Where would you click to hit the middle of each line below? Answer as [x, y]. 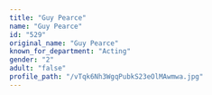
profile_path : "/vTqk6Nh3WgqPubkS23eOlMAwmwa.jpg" [106, 77]
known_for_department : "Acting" [70, 52]
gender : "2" [32, 60]
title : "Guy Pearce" [48, 18]
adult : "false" [38, 69]
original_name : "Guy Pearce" [64, 43]
